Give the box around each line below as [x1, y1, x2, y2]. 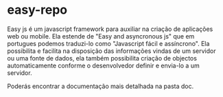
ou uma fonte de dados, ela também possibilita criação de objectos [7, 54, 198, 62]
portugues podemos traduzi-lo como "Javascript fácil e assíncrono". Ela [7, 39, 210, 47]
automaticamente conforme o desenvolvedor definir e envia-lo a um [7, 61, 200, 69]
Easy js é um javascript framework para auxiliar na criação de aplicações [7, 25, 213, 33]
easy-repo [7, 2, 67, 18]
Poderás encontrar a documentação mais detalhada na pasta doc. [7, 82, 194, 90]
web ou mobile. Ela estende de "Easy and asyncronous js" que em [7, 32, 195, 40]
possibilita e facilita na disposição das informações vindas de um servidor [7, 47, 216, 55]
